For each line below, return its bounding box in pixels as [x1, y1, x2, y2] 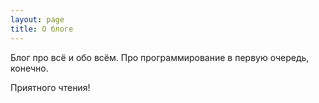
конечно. [10, 62, 49, 74]
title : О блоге [10, 24, 74, 34]
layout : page [10, 14, 65, 25]
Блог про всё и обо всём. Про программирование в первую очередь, [10, 51, 310, 63]
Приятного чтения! [10, 81, 91, 93]
